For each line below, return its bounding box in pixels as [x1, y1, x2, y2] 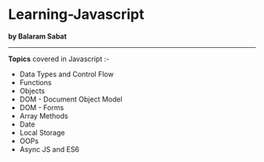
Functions [19, 77, 53, 87]
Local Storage [19, 127, 65, 137]
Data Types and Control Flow [19, 69, 114, 79]
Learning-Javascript [8, 6, 145, 24]
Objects [19, 86, 46, 95]
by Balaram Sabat [8, 31, 67, 41]
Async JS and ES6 [19, 144, 80, 154]
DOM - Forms [19, 102, 64, 112]
